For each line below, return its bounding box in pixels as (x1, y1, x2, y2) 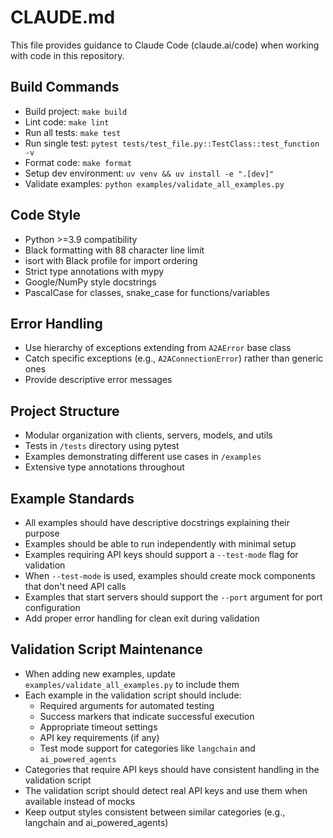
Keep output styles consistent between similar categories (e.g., (24, 806, 286, 818)
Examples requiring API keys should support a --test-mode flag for (24, 549, 299, 560)
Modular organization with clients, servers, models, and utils (24, 429, 273, 441)
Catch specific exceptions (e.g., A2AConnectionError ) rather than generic (24, 352, 324, 365)
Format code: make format (24, 156, 132, 168)
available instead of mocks (24, 795, 136, 807)
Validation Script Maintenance (10, 641, 203, 658)
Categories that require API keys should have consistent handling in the (24, 763, 320, 775)
